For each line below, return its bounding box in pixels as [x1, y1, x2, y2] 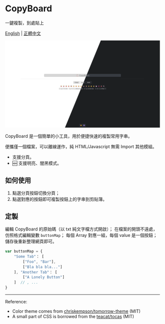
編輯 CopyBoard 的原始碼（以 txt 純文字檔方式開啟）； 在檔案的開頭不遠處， [5, 226, 158, 232]
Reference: [5, 299, 27, 305]
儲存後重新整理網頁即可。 [5, 238, 57, 244]
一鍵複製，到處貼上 [5, 20, 44, 26]
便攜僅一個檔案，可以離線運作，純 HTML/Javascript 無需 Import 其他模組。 [5, 144, 157, 150]
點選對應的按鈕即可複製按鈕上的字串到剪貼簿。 [12, 196, 107, 202]
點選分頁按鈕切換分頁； [12, 190, 60, 196]
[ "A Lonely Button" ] [23, 275, 65, 280]
